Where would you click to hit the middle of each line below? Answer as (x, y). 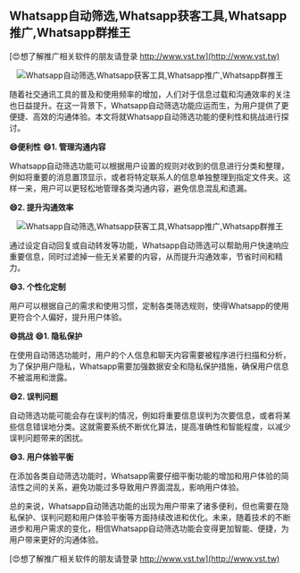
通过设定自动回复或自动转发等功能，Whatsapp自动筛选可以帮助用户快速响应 (149, 245)
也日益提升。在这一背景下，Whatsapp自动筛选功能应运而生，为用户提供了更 (149, 105)
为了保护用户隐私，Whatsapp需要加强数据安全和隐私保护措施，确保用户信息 (149, 366)
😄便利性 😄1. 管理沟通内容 (58, 147)
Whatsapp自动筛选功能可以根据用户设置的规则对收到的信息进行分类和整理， (149, 166)
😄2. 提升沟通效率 (42, 207)
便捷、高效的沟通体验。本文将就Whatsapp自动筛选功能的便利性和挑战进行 (145, 116)
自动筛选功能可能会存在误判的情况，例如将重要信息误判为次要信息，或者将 (146, 415)
